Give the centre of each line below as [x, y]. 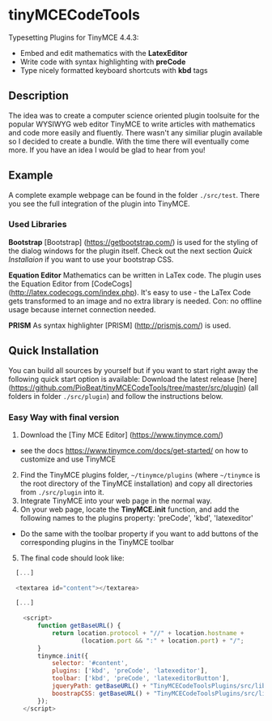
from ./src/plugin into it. [62, 491]
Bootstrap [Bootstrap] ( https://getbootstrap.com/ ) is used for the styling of [133, 242]
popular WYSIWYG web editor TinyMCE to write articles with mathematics [132, 124]
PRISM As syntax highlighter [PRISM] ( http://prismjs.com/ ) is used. [120, 325]
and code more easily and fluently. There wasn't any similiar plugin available [136, 132]
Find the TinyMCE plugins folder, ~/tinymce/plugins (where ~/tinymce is [140, 474]
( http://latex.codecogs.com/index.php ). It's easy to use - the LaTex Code [130, 292]
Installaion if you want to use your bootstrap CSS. [91, 259]
